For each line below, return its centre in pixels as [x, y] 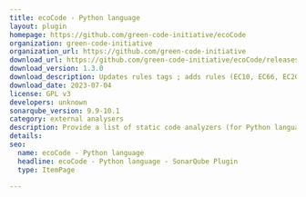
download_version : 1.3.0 [56, 69]
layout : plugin [38, 26]
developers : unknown [49, 102]
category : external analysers [67, 119]
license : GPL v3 [40, 94]
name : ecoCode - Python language [81, 153]
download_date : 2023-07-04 [61, 85]
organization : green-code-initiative [81, 43]
